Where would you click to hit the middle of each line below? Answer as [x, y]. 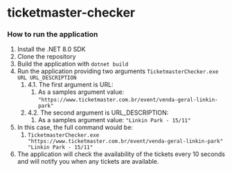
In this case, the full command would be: [75, 127]
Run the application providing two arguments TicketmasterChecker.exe [118, 71]
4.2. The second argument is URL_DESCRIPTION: [98, 113]
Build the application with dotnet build [73, 64]
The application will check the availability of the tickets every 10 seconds [121, 154]
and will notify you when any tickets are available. [88, 162]
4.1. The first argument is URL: [70, 85]
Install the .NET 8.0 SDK [51, 49]
